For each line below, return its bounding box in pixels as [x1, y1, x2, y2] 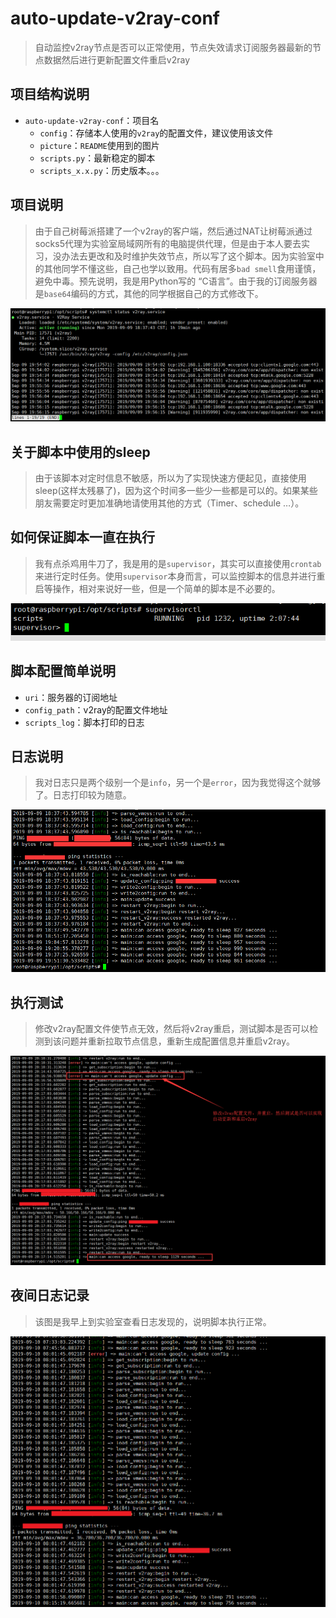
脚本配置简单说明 [10, 663, 116, 680]
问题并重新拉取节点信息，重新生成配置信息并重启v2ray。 [61, 1035, 295, 1047]
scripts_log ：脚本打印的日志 [24, 716, 145, 728]
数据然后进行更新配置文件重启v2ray [43, 53, 190, 66]
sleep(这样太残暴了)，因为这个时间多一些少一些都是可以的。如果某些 [34, 484, 318, 496]
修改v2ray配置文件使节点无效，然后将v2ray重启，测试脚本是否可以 [34, 1022, 310, 1034]
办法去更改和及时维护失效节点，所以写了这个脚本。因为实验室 [61, 250, 316, 262]
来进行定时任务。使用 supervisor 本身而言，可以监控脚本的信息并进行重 [34, 570, 326, 582]
